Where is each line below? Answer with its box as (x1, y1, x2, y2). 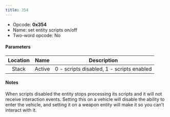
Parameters (5, 44, 31, 50)
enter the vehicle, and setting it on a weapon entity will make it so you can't (5, 102, 164, 108)
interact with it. (5, 107, 37, 113)
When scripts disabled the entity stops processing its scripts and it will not (5, 91, 162, 97)
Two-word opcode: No (12, 32, 61, 38)
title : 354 (5, 7, 29, 13)
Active (34, 65, 50, 72)
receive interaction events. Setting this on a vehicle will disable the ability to (5, 96, 165, 102)
